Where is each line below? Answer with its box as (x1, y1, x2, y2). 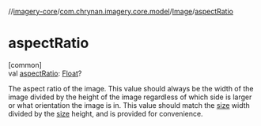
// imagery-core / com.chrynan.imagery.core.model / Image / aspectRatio (8, 7, 233, 16)
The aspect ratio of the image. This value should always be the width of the (8, 83, 254, 93)
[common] (8, 60, 42, 69)
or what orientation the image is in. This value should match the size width (8, 100, 251, 109)
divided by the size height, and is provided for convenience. (8, 109, 203, 118)
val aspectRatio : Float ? (8, 69, 82, 78)
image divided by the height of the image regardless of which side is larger (8, 92, 252, 102)
